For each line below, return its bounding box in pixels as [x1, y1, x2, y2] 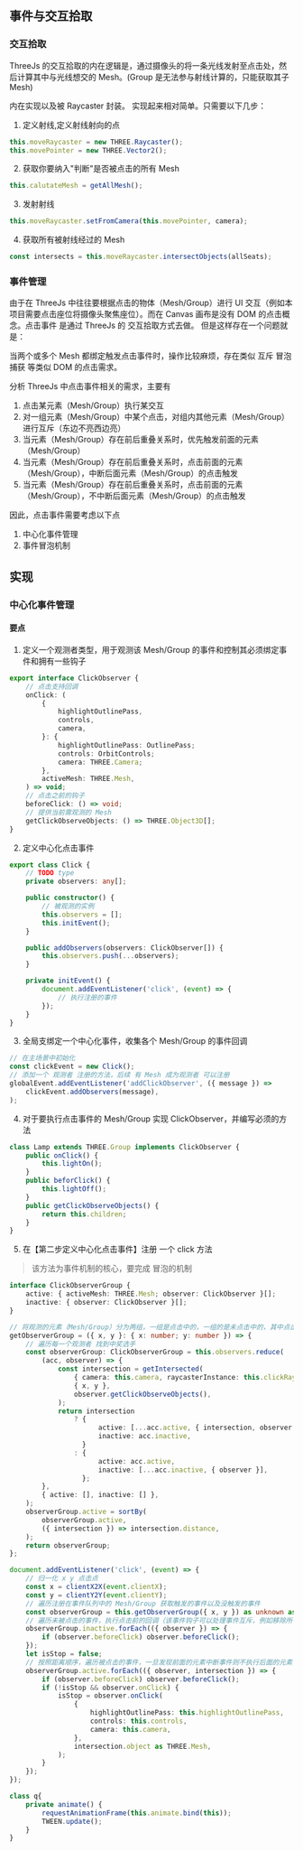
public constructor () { [25, 893, 115, 903]
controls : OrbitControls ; [57, 749, 155, 758]
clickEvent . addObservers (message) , [25, 1087, 160, 1096]
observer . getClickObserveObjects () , [73, 1390, 212, 1399]
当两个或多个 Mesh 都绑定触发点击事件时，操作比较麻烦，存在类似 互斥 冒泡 [9, 350, 292, 361]
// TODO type [25, 869, 75, 878]
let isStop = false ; [25, 1650, 103, 1659]
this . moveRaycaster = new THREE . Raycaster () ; [9, 137, 183, 146]
